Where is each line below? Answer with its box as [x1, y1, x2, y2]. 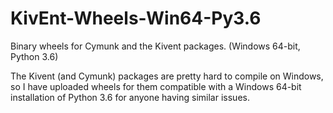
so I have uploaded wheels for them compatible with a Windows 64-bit [10, 80, 302, 92]
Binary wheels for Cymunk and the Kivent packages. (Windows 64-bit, [10, 40, 301, 52]
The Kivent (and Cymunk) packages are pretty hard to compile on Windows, [10, 70, 324, 82]
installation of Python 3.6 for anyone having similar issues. [10, 91, 250, 103]
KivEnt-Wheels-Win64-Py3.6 [10, 7, 262, 30]
